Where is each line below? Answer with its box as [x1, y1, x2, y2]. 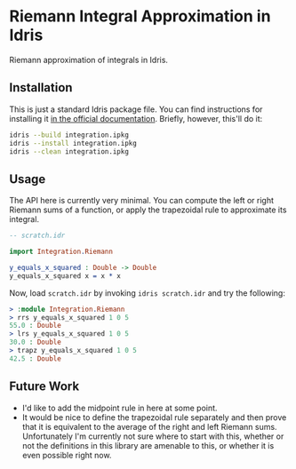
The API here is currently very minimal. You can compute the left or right [9, 195, 274, 206]
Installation [9, 80, 73, 95]
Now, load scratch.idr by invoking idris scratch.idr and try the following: [9, 287, 286, 298]
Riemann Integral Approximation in [9, 6, 271, 27]
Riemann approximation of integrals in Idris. [9, 54, 169, 65]
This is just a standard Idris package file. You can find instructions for [9, 104, 263, 115]
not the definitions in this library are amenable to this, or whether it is [21, 440, 275, 450]
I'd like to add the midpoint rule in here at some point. [21, 402, 218, 413]
